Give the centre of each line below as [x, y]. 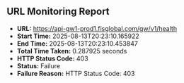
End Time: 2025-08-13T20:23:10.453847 [77, 43]
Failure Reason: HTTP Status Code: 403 [76, 73]
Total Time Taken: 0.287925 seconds [72, 51]
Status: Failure [39, 65]
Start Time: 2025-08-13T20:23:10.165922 [78, 36]
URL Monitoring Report [58, 12]
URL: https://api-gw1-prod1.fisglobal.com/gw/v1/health [97, 28]
